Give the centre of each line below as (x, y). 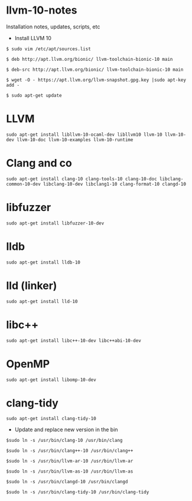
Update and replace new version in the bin (66, 430)
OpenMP (28, 364)
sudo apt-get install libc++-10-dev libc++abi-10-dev (74, 340)
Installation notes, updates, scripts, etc (53, 27)
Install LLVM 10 (33, 38)
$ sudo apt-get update (34, 95)
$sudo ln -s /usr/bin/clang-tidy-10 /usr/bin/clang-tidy (78, 492)
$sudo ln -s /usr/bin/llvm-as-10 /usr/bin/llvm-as (70, 471)
